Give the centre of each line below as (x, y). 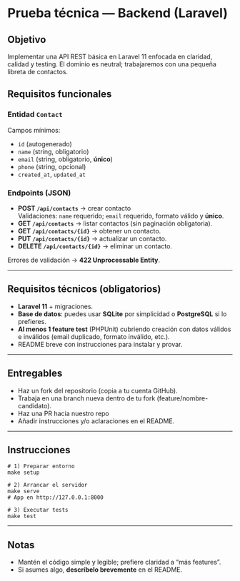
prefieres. (32, 321)
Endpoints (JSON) (39, 193)
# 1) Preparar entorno (41, 466)
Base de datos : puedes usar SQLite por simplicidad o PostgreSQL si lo (122, 314)
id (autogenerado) (45, 143)
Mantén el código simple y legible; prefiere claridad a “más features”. (119, 562)
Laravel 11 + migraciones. (55, 306)
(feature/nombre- (182, 398)
